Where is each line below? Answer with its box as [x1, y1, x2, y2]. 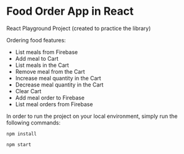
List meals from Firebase [15, 48, 78, 56]
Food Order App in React [6, 4, 134, 18]
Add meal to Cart [15, 55, 59, 62]
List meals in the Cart [15, 61, 69, 69]
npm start [6, 141, 32, 148]
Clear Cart [15, 87, 42, 94]
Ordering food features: [6, 36, 66, 44]
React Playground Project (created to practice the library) [6, 25, 151, 32]
